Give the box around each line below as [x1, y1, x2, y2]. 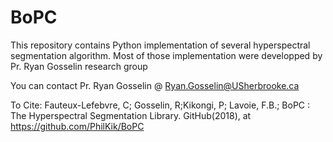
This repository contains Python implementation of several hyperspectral [10, 39, 311, 51]
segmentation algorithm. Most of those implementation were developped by [10, 49, 323, 61]
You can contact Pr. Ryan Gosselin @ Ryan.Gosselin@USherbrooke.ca [10, 79, 300, 91]
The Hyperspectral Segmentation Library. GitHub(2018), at [10, 109, 252, 121]
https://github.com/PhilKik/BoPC [10, 120, 145, 132]
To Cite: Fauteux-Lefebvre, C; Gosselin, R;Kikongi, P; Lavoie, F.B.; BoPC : [10, 99, 311, 111]
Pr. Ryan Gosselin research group [10, 60, 148, 72]
